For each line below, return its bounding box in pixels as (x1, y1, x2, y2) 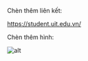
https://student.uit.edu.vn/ (7, 20, 81, 27)
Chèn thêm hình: (7, 33, 54, 41)
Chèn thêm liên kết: (7, 7, 63, 14)
